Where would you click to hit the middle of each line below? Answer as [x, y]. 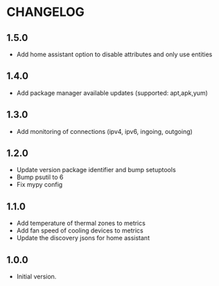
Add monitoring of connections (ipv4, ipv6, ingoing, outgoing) [105, 131]
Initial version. [36, 277]
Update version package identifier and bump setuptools [96, 170]
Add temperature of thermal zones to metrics [81, 224]
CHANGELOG [45, 12]
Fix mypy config [40, 185]
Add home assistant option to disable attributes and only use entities [114, 54]
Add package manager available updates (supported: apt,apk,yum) [112, 93]
